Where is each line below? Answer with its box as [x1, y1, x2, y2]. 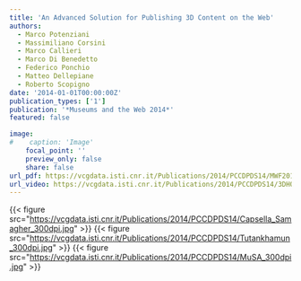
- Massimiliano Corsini [17, 38, 106, 48]
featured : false [9, 113, 70, 122]
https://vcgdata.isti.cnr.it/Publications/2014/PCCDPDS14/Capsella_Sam [30, 214, 292, 224]
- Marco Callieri [17, 47, 82, 56]
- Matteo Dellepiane [17, 72, 94, 81]
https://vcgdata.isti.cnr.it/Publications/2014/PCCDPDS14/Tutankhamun [30, 233, 291, 243]
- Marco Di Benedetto [17, 55, 99, 64]
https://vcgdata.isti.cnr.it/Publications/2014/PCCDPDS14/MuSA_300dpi [30, 252, 292, 263]
